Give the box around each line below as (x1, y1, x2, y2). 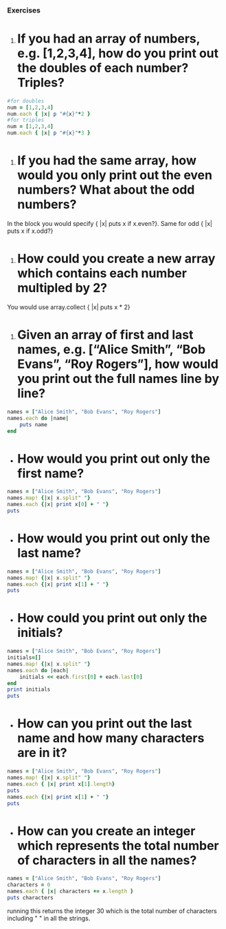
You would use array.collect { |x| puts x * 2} (7, 302, 131, 311)
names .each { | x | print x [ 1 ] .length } (7, 780, 115, 787)
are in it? (16, 745, 67, 761)
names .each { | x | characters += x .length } (7, 888, 134, 895)
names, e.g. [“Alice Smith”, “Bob (16, 342, 206, 357)
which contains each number (16, 266, 188, 281)
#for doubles (7, 97, 45, 105)
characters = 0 (7, 881, 51, 888)
